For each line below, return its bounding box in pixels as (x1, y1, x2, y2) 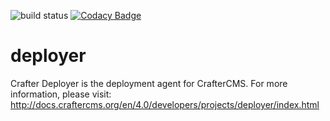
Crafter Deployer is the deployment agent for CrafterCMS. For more (10, 77, 288, 89)
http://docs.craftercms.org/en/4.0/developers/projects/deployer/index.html (10, 98, 320, 110)
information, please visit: (10, 88, 112, 100)
